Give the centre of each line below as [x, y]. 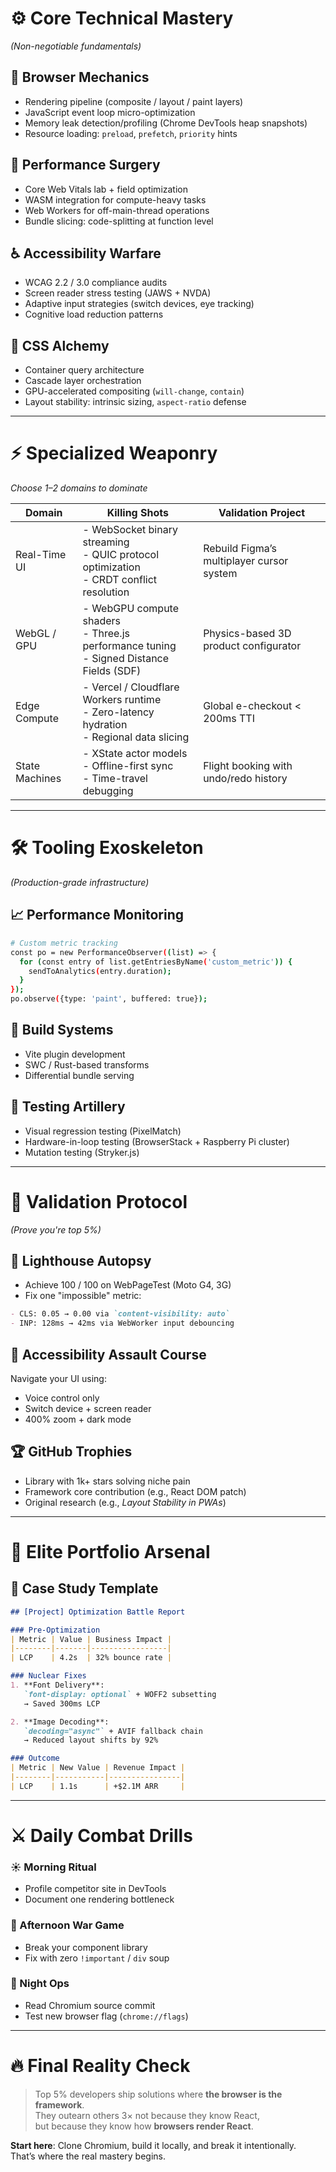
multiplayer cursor [246, 561]
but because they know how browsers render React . [144, 2126]
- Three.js [106, 634]
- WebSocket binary [130, 530]
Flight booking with [248, 766]
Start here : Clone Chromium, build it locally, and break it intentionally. [153, 2145]
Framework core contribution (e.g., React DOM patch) [135, 1491]
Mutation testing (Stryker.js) [82, 1152]
